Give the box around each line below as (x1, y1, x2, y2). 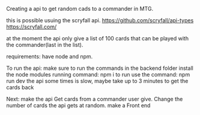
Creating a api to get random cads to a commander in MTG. (6, 5, 154, 12)
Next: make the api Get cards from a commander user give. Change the (6, 96, 183, 102)
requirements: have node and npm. (6, 53, 93, 60)
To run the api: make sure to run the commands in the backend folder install (6, 64, 193, 72)
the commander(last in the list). (6, 42, 83, 48)
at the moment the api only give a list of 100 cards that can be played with (6, 35, 189, 42)
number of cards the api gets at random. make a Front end (6, 102, 151, 109)
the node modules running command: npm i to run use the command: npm (6, 71, 190, 78)
